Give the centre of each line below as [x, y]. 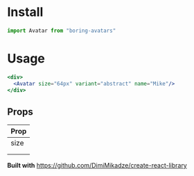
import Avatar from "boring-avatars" [62, 31]
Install [25, 12]
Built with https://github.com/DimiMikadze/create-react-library [97, 166]
